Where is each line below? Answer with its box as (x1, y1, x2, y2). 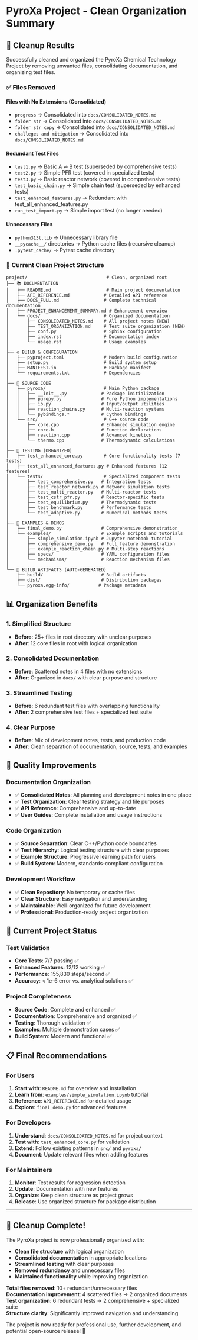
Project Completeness (6, 993, 71, 1001)
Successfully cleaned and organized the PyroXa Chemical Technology (6, 56, 177, 63)
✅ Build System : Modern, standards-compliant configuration (14, 860, 163, 867)
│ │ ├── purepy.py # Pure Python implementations (6, 395, 178, 402)
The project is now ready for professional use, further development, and (6, 1321, 181, 1328)
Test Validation (6, 944, 50, 952)
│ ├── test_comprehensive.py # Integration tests (6, 478, 151, 485)
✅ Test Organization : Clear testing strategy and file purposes (14, 798, 165, 806)
